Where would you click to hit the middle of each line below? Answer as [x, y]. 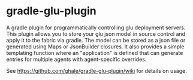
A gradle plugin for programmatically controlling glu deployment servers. [96, 27]
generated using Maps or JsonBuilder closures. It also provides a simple [95, 47]
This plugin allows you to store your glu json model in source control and [96, 33]
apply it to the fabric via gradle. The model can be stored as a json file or [96, 40]
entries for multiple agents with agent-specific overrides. [76, 59]
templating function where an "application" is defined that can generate [95, 53]
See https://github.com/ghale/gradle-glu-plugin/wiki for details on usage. [96, 70]
